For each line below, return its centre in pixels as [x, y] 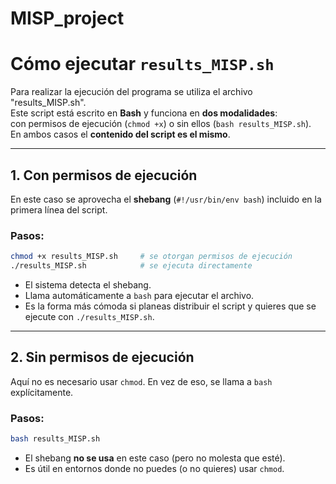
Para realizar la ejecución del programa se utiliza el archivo [131, 92]
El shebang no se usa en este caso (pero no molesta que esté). [155, 458]
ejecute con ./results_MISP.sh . [89, 316]
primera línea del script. [59, 209]
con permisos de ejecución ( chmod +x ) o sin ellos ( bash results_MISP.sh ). [161, 124]
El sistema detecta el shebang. [88, 284]
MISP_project [67, 18]
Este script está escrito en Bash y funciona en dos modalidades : [144, 113]
